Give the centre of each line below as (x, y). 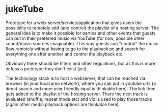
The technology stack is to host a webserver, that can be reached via (76, 78)
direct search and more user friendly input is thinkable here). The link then (81, 88)
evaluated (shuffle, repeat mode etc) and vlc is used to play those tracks (79, 99)
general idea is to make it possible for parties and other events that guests (81, 33)
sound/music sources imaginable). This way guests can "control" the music (82, 43)
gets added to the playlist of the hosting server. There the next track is (77, 94)
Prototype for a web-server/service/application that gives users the (74, 23)
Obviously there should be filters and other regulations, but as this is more (81, 63)
